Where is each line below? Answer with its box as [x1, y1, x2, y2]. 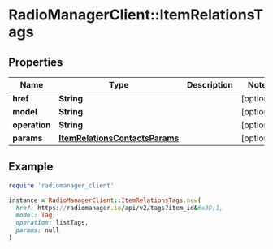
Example [8, 160, 54, 174]
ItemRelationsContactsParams [58, 132, 180, 144]
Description [186, 79, 233, 90]
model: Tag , [15, 211, 57, 220]
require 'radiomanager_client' [8, 181, 115, 190]
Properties [8, 55, 63, 69]
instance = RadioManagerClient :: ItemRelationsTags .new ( [8, 196, 201, 204]
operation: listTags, [15, 219, 89, 227]
